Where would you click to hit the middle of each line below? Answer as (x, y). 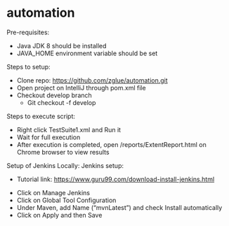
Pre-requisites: (28, 32)
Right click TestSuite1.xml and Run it (68, 129)
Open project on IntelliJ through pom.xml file (81, 87)
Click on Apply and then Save (59, 215)
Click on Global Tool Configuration (66, 200)
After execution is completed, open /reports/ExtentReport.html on (111, 144)
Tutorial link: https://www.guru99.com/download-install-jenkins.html (116, 179)
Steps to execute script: (41, 116)
